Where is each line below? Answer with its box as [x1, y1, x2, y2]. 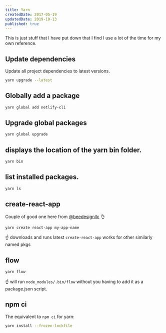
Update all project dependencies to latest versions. [5, 68, 110, 74]
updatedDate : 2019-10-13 [5, 16, 57, 21]
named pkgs [5, 241, 31, 247]
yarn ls [5, 186, 21, 191]
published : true [5, 21, 39, 26]
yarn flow [5, 269, 26, 274]
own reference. [5, 40, 36, 46]
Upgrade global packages [5, 118, 87, 127]
